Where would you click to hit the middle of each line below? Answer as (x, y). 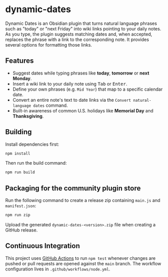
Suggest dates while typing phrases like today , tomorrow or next (81, 73)
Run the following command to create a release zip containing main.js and (83, 201)
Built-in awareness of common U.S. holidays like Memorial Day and (83, 110)
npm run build (20, 172)
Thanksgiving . (28, 116)
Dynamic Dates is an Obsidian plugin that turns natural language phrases (81, 23)
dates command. (51, 105)
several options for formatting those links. (49, 45)
